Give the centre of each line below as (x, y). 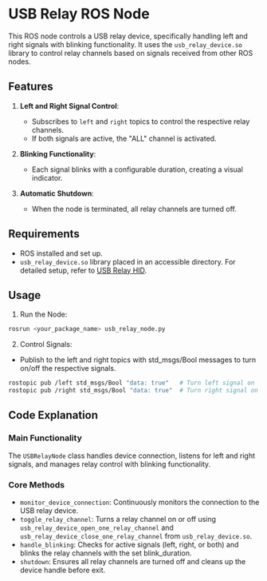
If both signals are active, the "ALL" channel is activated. (124, 138)
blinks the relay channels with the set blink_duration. (106, 553)
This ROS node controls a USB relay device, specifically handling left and (128, 36)
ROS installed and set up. (61, 253)
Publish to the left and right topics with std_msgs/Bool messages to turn (138, 360)
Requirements (44, 234)
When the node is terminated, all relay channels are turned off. (134, 209)
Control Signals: (46, 344)
